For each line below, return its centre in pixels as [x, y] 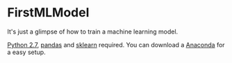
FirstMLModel [48, 13]
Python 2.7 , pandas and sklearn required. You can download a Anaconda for [116, 45]
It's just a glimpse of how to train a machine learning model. [93, 32]
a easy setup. [27, 52]
